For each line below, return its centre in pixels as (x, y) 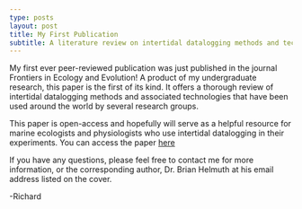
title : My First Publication (64, 34)
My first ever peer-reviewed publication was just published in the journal (143, 68)
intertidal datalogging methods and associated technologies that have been (149, 97)
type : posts (31, 17)
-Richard (26, 196)
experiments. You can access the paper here (92, 143)
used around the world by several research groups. (104, 106)
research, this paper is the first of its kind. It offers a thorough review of (142, 87)
